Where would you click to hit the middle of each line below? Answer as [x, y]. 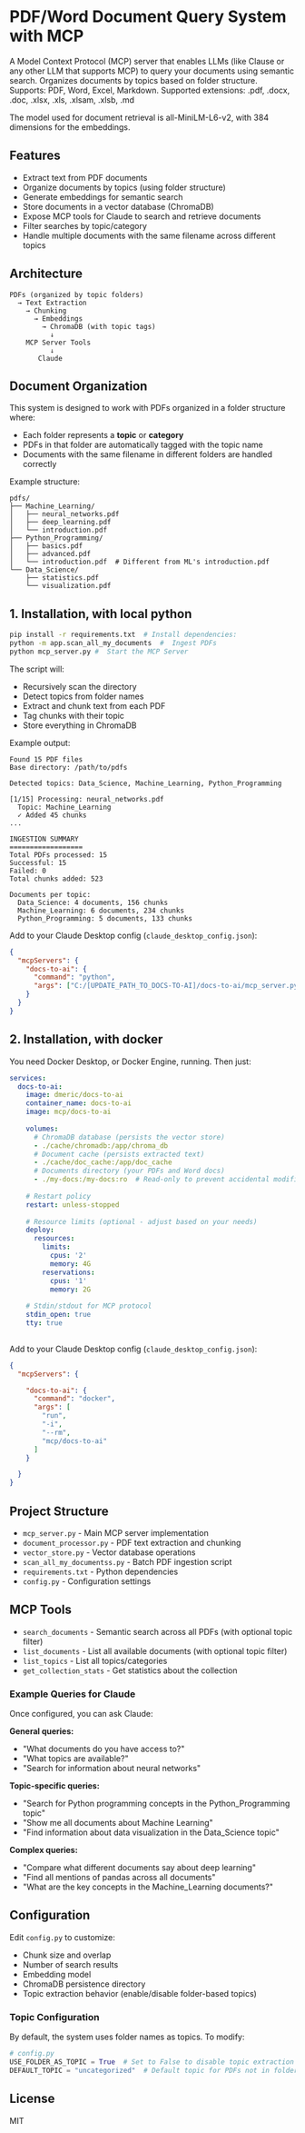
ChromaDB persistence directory [84, 1984]
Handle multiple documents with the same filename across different [149, 235]
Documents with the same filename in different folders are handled [147, 454]
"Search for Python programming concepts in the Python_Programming [156, 1804]
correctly [39, 464]
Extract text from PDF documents [85, 177]
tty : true [44, 1323]
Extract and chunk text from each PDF [94, 705]
